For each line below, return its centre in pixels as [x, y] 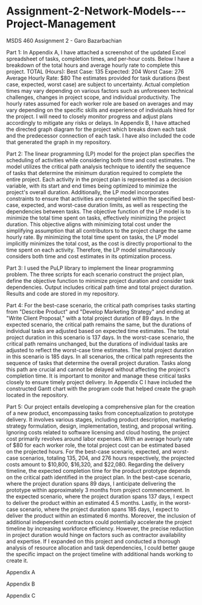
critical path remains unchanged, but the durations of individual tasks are [97, 344]
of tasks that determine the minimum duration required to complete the [94, 173]
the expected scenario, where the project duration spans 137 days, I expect [100, 496]
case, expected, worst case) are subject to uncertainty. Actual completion [98, 84]
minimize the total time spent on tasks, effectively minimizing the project [96, 218]
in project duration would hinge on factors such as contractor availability [96, 534]
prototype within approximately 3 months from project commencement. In [98, 490]
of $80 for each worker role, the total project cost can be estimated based [98, 445]
